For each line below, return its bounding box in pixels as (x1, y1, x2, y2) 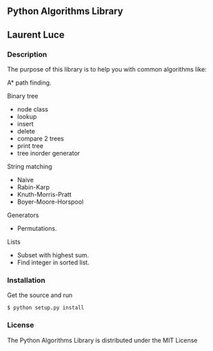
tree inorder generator (16, 149, 80, 158)
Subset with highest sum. (16, 251, 89, 259)
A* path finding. (7, 78, 52, 87)
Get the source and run (7, 291, 73, 299)
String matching (7, 162, 53, 171)
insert (16, 120, 34, 128)
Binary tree (7, 92, 38, 100)
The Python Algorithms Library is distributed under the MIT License (7, 336, 198, 344)
